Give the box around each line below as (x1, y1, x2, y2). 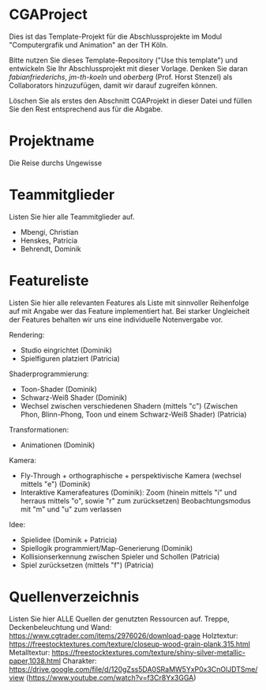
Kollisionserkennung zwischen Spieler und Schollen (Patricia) (20, 552, 220, 561)
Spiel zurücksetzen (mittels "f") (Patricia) (20, 560, 155, 570)
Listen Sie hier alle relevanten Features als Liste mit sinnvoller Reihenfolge (9, 298, 249, 307)
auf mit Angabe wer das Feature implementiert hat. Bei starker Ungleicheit (9, 306, 250, 315)
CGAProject (9, 6, 88, 24)
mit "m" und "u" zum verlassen (20, 504, 122, 514)
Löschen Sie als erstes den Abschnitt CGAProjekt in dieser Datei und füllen (9, 96, 253, 105)
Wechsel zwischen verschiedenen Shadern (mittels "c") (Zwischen (20, 401, 238, 410)
